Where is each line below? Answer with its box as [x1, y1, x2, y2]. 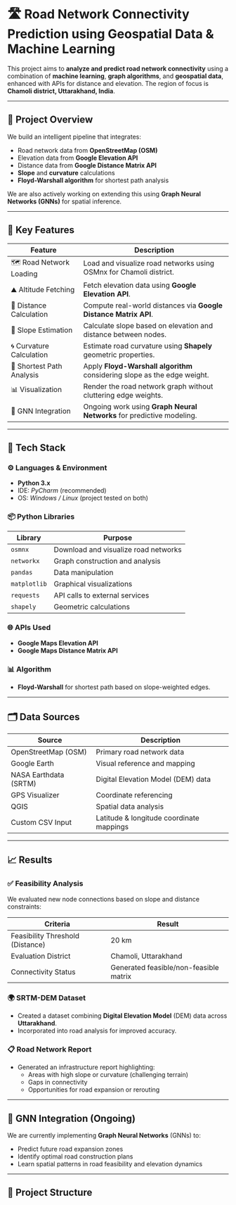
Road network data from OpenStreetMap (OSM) [17, 146, 158, 154]
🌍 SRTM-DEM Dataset [7, 992, 86, 1002]
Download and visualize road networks [53, 544, 182, 554]
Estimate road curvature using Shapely [83, 341, 213, 351]
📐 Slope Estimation [11, 325, 73, 335]
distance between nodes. [83, 329, 167, 339]
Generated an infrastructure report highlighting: [17, 1063, 155, 1071]
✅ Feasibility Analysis [7, 878, 84, 888]
